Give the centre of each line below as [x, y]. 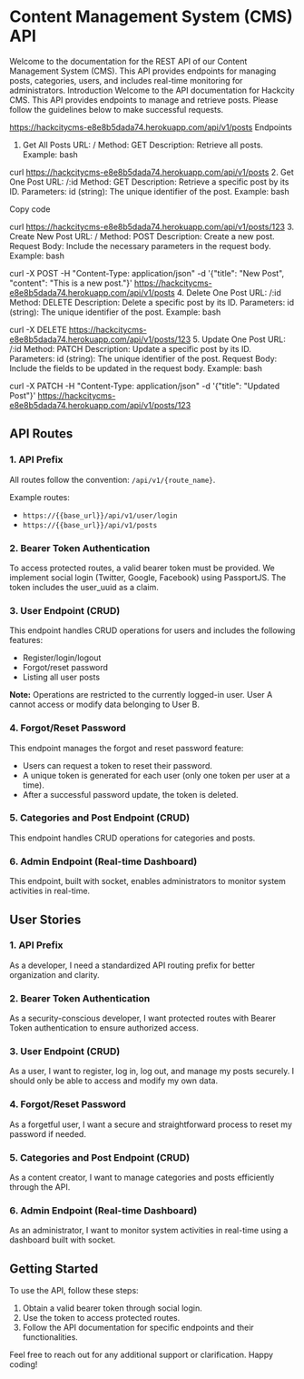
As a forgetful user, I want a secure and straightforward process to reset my [151, 1124]
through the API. [40, 1187]
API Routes [41, 434]
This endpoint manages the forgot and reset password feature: [127, 748]
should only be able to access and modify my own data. [114, 1081]
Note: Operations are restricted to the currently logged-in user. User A [141, 695]
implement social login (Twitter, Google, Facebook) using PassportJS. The [148, 577]
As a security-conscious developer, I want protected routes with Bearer [143, 1018]
